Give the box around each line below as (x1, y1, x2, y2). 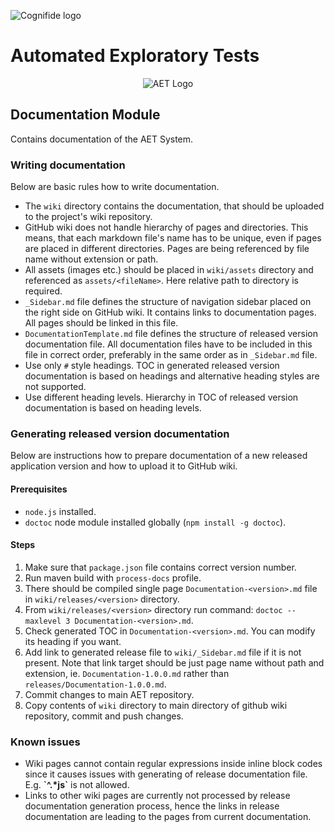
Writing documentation (10, 158, 126, 172)
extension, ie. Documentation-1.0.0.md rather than (24, 667, 230, 679)
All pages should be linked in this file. (24, 317, 179, 329)
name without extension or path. (24, 253, 159, 265)
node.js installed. (24, 505, 97, 517)
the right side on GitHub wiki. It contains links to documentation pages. (24, 306, 317, 319)
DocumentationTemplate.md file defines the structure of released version (24, 328, 318, 340)
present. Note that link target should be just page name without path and (24, 656, 325, 669)
